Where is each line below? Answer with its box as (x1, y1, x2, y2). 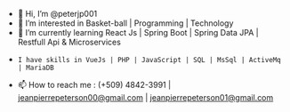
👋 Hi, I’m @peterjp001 (17, 9, 98, 19)
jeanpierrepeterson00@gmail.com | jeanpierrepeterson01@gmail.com (17, 92, 274, 102)
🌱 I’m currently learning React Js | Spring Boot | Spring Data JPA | (17, 28, 260, 37)
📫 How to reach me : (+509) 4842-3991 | (17, 80, 172, 90)
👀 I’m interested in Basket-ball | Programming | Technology (17, 18, 234, 28)
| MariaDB (17, 63, 55, 72)
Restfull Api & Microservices (17, 36, 122, 47)
